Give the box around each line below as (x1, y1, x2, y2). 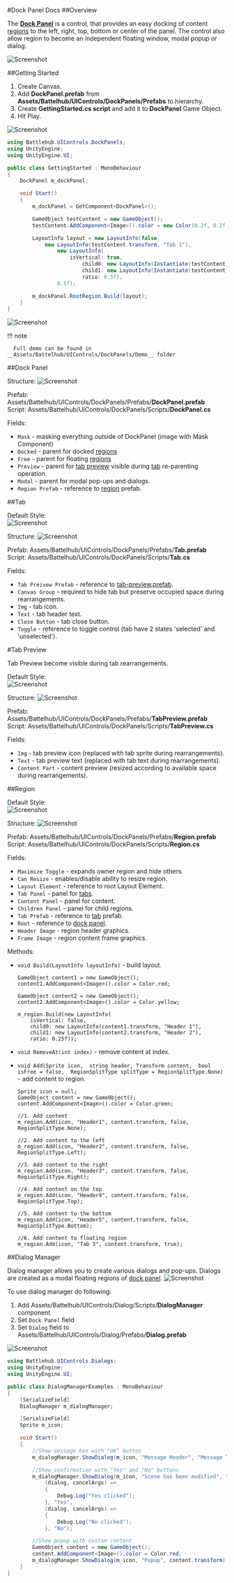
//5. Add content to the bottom (17, 1210, 111, 1217)
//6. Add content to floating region (17, 1235, 127, 1242)
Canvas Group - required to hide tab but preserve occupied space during (17, 587, 224, 596)
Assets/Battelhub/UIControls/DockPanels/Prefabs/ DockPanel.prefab (7, 398, 205, 407)
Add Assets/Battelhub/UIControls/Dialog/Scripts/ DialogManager (17, 1301, 203, 1310)
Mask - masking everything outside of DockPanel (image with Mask (17, 433, 209, 441)
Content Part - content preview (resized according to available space (17, 764, 217, 772)
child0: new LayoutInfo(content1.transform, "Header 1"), (30, 1023, 202, 1030)
